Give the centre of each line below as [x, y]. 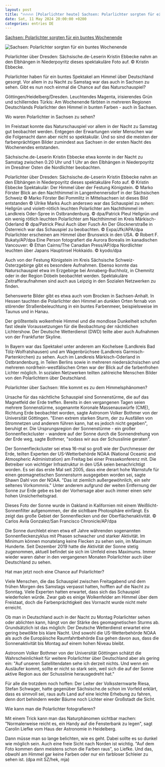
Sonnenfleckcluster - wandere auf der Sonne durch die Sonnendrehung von [82, 434]
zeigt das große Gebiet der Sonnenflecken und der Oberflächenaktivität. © [81, 516]
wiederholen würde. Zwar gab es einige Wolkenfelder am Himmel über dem [82, 597]
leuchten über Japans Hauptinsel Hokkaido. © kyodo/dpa [63, 250]
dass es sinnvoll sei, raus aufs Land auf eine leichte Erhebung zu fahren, [78, 694]
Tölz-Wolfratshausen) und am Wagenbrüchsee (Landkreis [64, 352]
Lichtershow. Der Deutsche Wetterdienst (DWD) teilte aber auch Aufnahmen [82, 332]
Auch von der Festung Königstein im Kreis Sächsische [60, 260]
